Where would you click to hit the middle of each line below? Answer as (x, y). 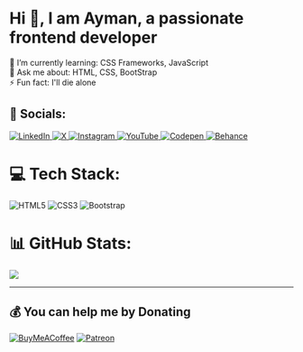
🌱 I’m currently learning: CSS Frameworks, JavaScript (109, 62)
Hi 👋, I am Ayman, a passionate (127, 19)
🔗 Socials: (38, 114)
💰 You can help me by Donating (100, 312)
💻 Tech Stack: (65, 174)
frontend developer (83, 37)
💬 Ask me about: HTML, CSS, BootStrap (83, 72)
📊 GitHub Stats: (71, 243)
